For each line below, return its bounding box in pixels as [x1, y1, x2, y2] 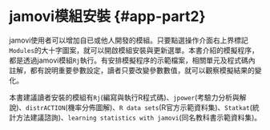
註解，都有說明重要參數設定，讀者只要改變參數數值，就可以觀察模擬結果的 [9, 65, 255, 75]
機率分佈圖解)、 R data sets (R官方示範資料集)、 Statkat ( [67, 102, 253, 112]
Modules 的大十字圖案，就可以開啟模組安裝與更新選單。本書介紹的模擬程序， [9, 45, 260, 55]
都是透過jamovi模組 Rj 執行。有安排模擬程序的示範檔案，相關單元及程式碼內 [9, 55, 256, 65]
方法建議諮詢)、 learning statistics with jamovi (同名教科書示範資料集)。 [15, 112, 262, 122]
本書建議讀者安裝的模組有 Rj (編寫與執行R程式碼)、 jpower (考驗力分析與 [9, 92, 240, 102]
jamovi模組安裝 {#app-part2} [9, 7, 207, 26]
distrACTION [26, 104, 66, 112]
